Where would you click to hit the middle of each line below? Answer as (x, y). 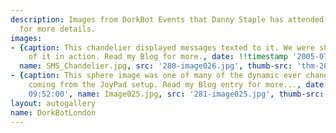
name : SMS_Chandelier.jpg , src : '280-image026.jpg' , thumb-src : (156, 66)
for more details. (58, 29)
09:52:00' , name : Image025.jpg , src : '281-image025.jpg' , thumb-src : (176, 94)
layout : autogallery (53, 103)
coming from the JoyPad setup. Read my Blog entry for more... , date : (178, 85)
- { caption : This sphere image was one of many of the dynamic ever (156, 76)
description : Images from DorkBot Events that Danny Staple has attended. (169, 19)
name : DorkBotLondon (53, 112)
